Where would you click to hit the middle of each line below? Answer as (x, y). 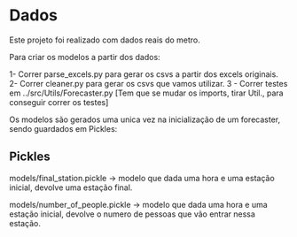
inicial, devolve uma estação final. (71, 187)
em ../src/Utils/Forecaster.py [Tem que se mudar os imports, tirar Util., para (146, 93)
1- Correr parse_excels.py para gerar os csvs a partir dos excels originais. (144, 74)
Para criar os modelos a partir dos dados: (85, 57)
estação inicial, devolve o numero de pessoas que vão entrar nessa (132, 214)
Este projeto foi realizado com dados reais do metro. (105, 40)
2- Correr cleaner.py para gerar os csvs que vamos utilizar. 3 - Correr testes (148, 83)
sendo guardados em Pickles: (63, 128)
